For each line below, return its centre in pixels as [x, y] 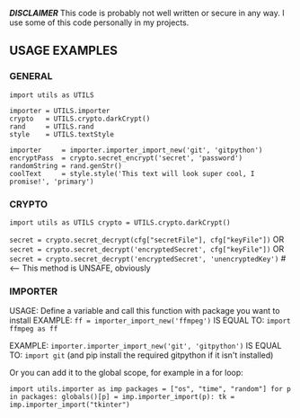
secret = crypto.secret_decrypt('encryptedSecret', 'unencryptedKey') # [148, 258]
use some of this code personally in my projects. [99, 22]
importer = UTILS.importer [60, 111]
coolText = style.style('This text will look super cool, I [132, 173]
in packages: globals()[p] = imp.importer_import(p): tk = [122, 397]
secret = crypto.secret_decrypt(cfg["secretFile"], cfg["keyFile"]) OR [147, 239]
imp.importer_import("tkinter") [70, 405]
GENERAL [31, 76]
